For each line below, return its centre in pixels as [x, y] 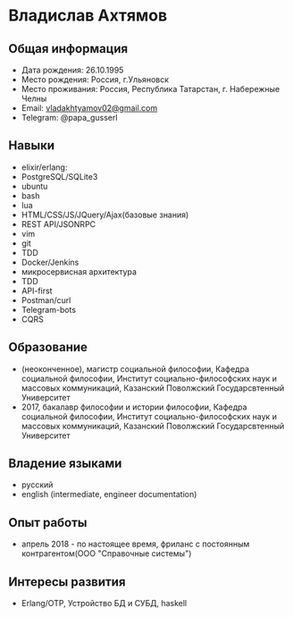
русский [37, 485]
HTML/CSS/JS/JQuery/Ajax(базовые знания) [105, 215]
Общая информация [68, 49]
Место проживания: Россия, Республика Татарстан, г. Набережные [151, 89]
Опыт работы [48, 523]
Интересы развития [67, 582]
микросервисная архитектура [79, 271]
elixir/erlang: [44, 167]
